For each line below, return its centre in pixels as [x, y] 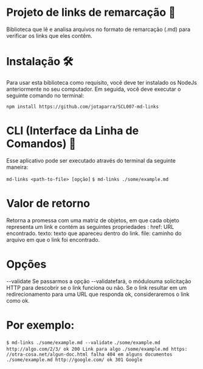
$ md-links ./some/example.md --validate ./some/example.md [83, 343]
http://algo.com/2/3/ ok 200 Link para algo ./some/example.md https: [97, 349]
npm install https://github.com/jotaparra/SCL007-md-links [83, 107]
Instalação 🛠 [40, 62]
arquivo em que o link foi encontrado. [53, 239]
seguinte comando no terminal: [45, 95]
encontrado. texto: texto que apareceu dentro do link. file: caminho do [94, 233]
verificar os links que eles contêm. [49, 35]
